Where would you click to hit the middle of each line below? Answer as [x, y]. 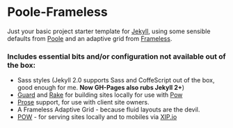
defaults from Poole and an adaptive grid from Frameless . [90, 38]
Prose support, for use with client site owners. [83, 102]
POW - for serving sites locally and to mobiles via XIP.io [97, 117]
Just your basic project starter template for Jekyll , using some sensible [109, 31]
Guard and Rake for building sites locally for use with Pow [100, 95]
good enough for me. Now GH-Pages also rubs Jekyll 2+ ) [101, 88]
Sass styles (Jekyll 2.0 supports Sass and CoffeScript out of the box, [116, 80]
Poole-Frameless [57, 12]
